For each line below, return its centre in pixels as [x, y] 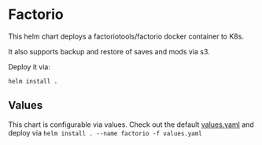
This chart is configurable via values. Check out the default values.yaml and [131, 125]
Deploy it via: [30, 67]
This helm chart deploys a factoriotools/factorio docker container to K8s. [126, 36]
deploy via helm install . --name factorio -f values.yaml [105, 132]
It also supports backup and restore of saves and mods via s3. [109, 51]
